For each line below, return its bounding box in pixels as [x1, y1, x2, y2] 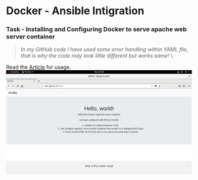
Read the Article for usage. [6, 64, 71, 71]
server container [6, 32, 55, 41]
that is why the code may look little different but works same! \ [20, 52, 173, 60]
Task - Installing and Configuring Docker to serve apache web [6, 25, 187, 34]
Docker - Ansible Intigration [6, 4, 144, 18]
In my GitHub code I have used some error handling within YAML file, [20, 46, 189, 53]
